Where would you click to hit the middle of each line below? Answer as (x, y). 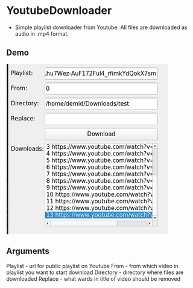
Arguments (28, 251)
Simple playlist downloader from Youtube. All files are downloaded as (101, 27)
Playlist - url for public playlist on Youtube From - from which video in (93, 266)
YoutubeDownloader (59, 11)
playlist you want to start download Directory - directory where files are (95, 272)
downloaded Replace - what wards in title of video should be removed (93, 278)
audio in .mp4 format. (42, 33)
